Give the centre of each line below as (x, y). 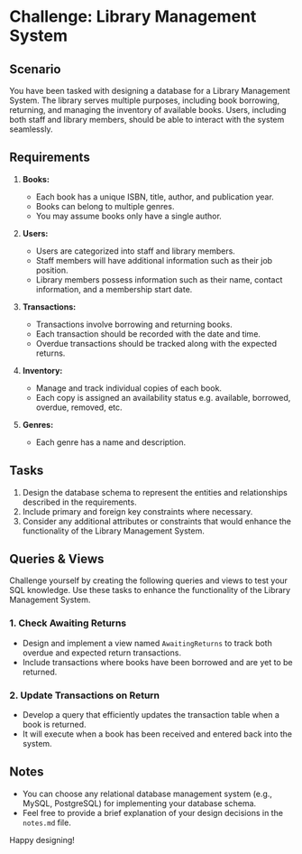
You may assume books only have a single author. (129, 216)
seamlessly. (31, 129)
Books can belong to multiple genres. (105, 206)
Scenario (35, 69)
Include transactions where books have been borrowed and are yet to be (157, 662)
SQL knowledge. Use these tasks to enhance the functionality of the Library (150, 590)
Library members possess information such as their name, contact (159, 279)
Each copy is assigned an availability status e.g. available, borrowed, (163, 397)
